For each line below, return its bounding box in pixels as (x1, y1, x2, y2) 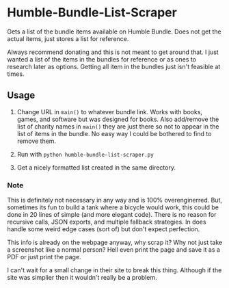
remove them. (16, 137, 57, 145)
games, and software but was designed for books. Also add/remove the (16, 115, 219, 123)
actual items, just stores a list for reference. (7, 34, 129, 42)
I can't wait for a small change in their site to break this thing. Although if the (7, 266, 222, 274)
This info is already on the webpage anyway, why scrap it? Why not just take (7, 238, 223, 247)
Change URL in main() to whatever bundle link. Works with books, (16, 107, 203, 116)
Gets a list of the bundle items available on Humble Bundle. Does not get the (7, 27, 222, 36)
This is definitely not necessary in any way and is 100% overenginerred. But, (7, 196, 223, 205)
